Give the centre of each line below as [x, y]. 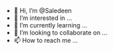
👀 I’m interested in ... [43, 18]
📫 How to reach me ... [46, 40]
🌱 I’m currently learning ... [50, 25]
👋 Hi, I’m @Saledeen [43, 11]
